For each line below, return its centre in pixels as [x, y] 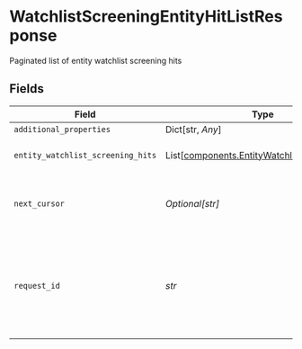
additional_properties [62, 129]
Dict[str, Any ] [193, 130]
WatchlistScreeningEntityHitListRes [146, 17]
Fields [27, 89]
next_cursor [40, 203]
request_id [37, 286]
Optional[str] [192, 203]
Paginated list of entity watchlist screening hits [96, 60]
